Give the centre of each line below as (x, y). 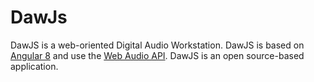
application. (34, 66)
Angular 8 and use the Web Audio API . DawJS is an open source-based (157, 55)
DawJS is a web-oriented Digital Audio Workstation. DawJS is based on (157, 45)
